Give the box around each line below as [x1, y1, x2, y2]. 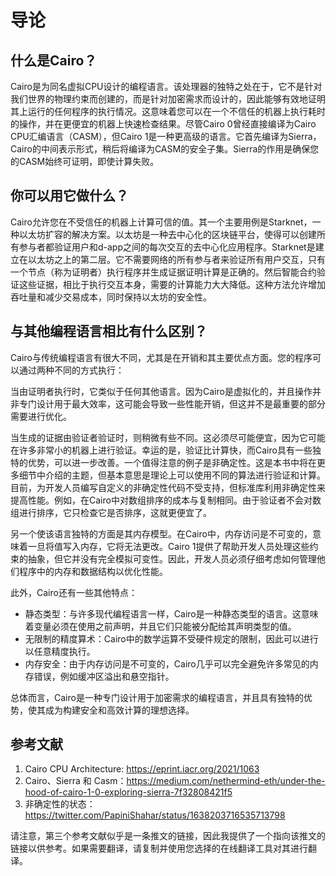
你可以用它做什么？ [10, 187, 129, 205]
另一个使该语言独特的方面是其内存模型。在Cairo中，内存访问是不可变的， [10, 527, 313, 540]
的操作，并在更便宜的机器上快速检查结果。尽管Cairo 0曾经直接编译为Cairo [10, 118, 317, 130]
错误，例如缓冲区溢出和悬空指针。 [33, 670, 175, 682]
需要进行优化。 [10, 410, 72, 422]
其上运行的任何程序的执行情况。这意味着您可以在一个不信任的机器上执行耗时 [10, 106, 326, 117]
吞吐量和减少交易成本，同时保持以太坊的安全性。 [10, 291, 212, 303]
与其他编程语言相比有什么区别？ [10, 323, 208, 340]
